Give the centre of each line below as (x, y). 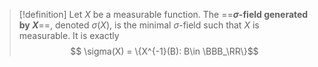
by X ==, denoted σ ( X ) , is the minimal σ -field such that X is (139, 25)
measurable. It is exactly (69, 35)
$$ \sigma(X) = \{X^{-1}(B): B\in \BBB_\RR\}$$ (164, 51)
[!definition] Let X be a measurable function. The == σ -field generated (163, 14)
